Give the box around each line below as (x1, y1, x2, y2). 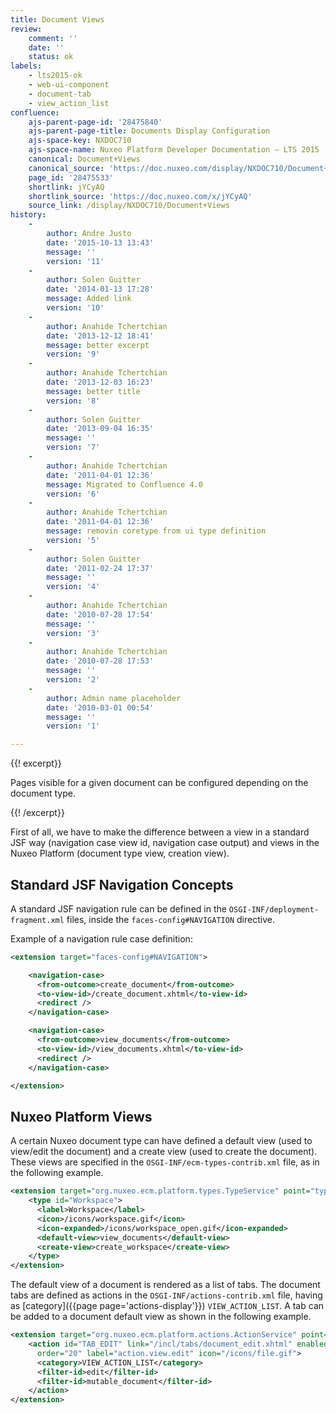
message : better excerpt (46, 340, 150, 350)
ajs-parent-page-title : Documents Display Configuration (28, 126, 271, 136)
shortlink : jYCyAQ (28, 182, 105, 192)
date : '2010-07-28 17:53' (46, 656, 155, 666)
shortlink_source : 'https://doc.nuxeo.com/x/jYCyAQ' (28, 191, 253, 201)
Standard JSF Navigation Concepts (10, 876, 234, 893)
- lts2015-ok (28, 71, 83, 81)
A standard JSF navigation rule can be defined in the (10, 902, 227, 915)
